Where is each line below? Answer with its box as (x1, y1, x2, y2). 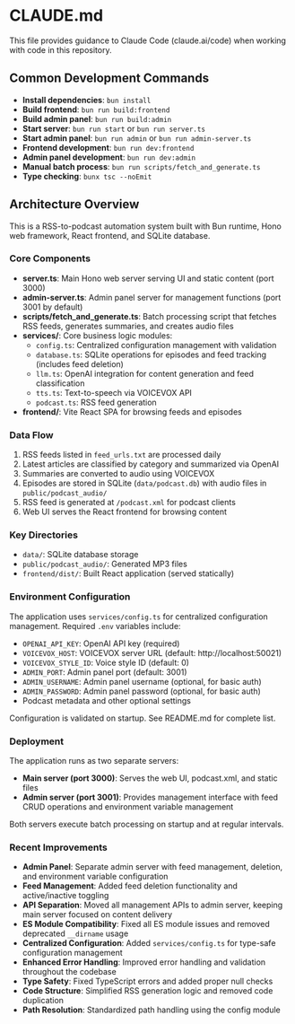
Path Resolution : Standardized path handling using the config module (22, 1004, 281, 1015)
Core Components (9, 252, 91, 265)
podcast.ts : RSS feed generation (35, 397, 157, 407)
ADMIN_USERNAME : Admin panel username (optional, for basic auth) (22, 676, 262, 687)
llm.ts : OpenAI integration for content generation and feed (35, 368, 254, 379)
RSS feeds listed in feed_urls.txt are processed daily (22, 450, 221, 460)
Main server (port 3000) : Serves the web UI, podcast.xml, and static (22, 773, 278, 783)
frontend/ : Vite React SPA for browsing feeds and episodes (22, 406, 242, 417)
